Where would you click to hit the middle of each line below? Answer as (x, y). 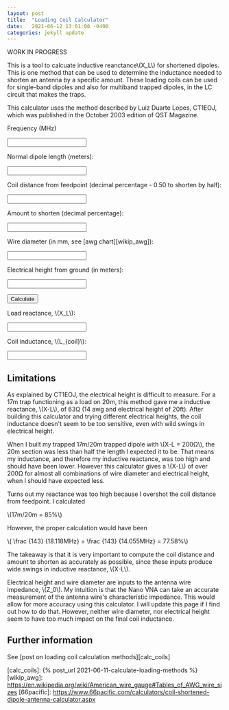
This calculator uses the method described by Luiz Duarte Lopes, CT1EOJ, (112, 108)
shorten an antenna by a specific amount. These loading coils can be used (112, 80)
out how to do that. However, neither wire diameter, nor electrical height (109, 612)
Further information (50, 640)
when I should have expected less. (56, 481)
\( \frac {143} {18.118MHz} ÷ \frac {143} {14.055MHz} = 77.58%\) (98, 541)
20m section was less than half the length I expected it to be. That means (111, 452)
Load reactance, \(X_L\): (41, 313)
